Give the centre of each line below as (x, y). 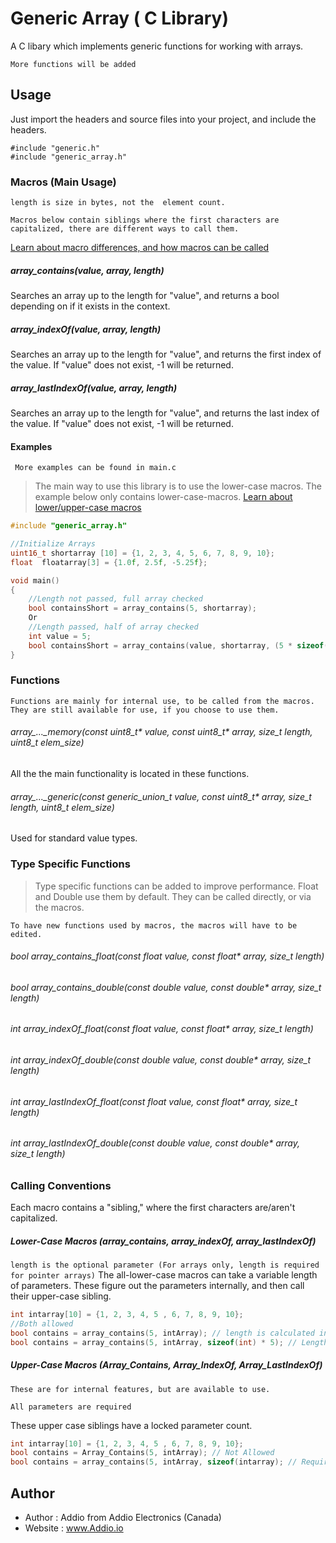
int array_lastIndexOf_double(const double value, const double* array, (155, 1143)
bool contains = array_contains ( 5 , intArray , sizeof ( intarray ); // (154, 1462)
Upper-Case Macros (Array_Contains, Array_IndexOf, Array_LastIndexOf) (166, 1365)
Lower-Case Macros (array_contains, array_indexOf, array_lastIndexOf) (163, 1241)
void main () (35, 580)
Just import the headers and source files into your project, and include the (163, 119)
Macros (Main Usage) (63, 182)
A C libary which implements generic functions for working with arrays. (157, 46)
